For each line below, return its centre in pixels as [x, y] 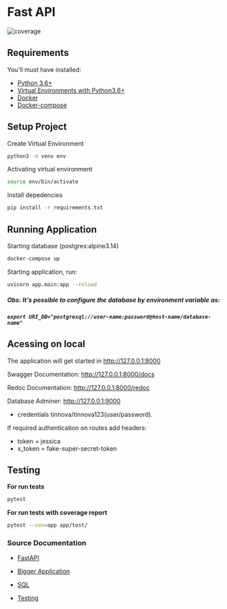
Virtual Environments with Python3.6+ [71, 90]
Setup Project [37, 127]
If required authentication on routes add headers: [77, 428]
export [17, 317]
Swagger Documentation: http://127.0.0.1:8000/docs [81, 374]
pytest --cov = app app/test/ [48, 525]
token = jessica [39, 441]
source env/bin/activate [43, 182]
